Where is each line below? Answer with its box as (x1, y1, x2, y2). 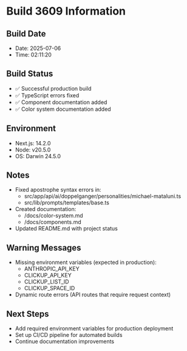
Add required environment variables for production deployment (15, 325, 174, 332)
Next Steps (6, 308, 49, 319)
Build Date (6, 29, 46, 39)
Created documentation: (15, 206, 76, 213)
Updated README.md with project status (15, 225, 118, 232)
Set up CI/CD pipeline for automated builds (15, 332, 123, 339)
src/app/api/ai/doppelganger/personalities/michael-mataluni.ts (24, 193, 182, 200)
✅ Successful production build (15, 85, 92, 92)
